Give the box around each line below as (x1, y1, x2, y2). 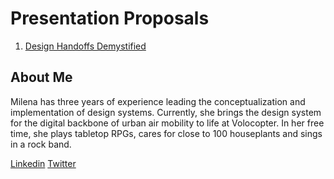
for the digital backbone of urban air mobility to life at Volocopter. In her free (10, 117, 325, 129)
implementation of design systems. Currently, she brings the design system (10, 106, 322, 118)
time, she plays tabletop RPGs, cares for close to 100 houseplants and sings (10, 127, 323, 139)
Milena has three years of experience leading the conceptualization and (10, 95, 306, 107)
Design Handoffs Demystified (24, 40, 147, 52)
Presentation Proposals (10, 7, 210, 30)
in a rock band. (10, 138, 72, 150)
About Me (10, 69, 73, 86)
